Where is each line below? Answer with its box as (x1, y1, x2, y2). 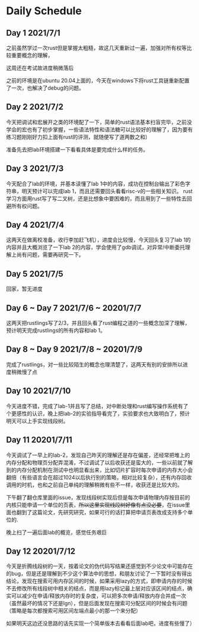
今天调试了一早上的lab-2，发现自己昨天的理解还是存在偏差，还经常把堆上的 (6, 451, 191, 459)
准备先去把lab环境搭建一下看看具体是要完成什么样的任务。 (6, 146, 149, 153)
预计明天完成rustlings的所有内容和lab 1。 (6, 327, 106, 334)
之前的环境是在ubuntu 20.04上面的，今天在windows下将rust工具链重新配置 (6, 77, 190, 84)
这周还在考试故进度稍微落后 (6, 64, 74, 71)
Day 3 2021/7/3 (6, 163, 64, 173)
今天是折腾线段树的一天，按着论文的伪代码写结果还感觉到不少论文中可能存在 (6, 563, 193, 570)
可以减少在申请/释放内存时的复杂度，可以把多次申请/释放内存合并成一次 (11, 592, 187, 599)
